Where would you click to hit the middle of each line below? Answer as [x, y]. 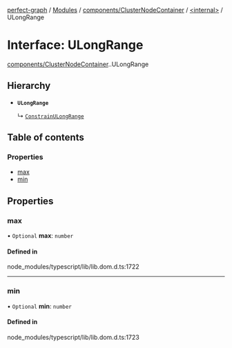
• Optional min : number [40, 306]
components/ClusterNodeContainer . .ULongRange [78, 64]
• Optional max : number [40, 236]
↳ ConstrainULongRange [50, 116]
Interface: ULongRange [75, 45]
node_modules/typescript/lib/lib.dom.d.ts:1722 [73, 267]
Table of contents [46, 137]
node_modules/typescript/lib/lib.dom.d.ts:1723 [73, 337]
